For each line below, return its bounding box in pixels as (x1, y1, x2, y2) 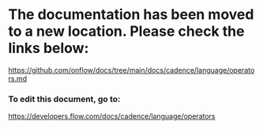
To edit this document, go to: (8, 93, 121, 104)
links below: (8, 40, 89, 57)
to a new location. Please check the (8, 22, 245, 40)
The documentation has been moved (8, 6, 254, 24)
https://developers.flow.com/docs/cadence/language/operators (8, 112, 216, 121)
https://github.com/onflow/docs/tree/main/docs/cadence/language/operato (8, 65, 255, 74)
